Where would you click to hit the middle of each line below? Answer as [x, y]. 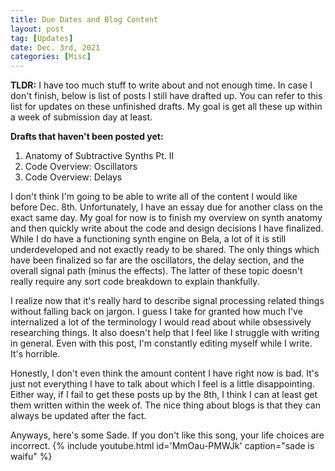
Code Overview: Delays [73, 177]
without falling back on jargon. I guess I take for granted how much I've [156, 312]
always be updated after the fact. [78, 416]
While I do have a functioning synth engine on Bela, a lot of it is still [148, 239]
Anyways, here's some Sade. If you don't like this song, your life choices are [167, 435]
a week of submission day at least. [81, 117]
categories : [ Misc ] [51, 57]
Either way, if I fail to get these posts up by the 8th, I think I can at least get [164, 395]
